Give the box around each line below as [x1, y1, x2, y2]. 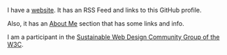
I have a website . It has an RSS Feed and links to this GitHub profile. [7, 6, 202, 14]
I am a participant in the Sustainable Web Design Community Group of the [7, 33, 220, 41]
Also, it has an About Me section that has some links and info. [7, 19, 184, 27]
